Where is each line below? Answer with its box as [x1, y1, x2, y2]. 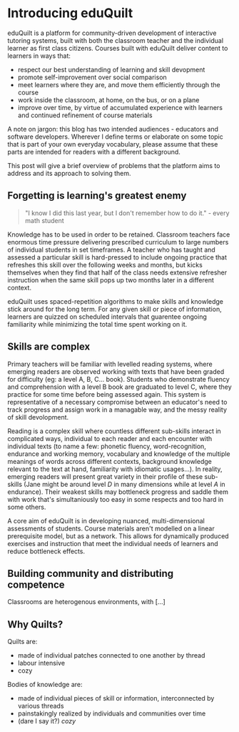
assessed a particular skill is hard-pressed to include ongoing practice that [7, 252, 227, 262]
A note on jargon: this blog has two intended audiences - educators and [7, 124, 219, 133]
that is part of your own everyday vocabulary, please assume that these [7, 139, 218, 148]
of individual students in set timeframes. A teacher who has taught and [7, 245, 215, 254]
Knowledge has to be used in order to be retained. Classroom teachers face [7, 230, 230, 239]
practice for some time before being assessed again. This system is [7, 390, 207, 398]
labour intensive [17, 659, 66, 668]
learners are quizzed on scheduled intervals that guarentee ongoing [7, 312, 207, 321]
